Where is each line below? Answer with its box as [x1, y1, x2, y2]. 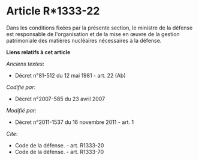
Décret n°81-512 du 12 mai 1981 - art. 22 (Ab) [14, 72, 126, 79]
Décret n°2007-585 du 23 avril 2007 [14, 95, 105, 102]
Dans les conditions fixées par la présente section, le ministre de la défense [6, 24, 193, 31]
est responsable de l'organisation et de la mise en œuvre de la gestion [6, 30, 180, 37]
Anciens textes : [6, 60, 45, 67]
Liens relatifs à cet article [6, 48, 71, 55]
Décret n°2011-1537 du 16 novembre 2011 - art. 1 [14, 118, 134, 126]
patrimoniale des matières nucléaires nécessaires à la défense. [6, 37, 162, 44]
